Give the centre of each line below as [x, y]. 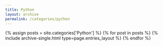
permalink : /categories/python [38, 19]
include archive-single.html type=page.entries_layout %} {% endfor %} [78, 38]
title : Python [20, 10]
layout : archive [22, 14]
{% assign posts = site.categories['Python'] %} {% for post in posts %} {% [81, 33]
